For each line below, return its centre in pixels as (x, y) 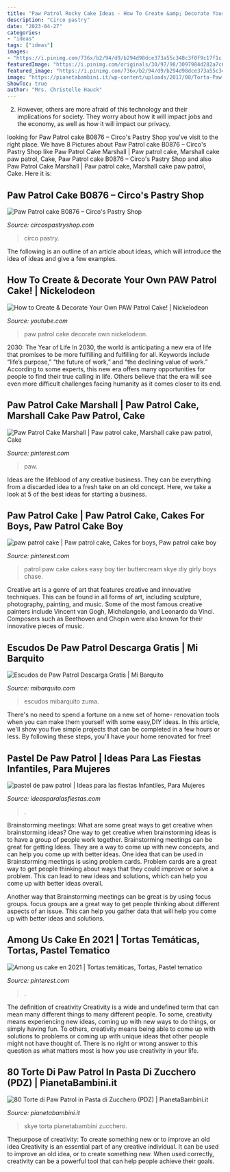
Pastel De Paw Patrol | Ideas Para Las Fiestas (104, 758)
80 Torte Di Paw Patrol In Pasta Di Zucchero (102, 1072)
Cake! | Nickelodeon (51, 291)
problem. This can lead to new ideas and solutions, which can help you (107, 876)
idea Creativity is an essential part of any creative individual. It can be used (113, 1146)
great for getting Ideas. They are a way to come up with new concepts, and (113, 847)
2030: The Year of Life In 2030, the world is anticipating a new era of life (110, 347)
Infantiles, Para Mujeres (59, 769)
